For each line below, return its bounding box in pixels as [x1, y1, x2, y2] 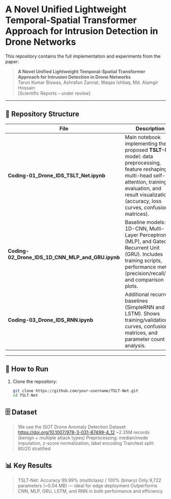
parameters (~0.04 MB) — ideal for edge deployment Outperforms [17, 482, 158, 489]
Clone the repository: [12, 378, 58, 384]
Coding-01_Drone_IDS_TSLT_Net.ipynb [8, 172, 105, 179]
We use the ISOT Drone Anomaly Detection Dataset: [17, 424, 127, 430]
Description [135, 125, 165, 132]
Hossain [17, 84, 35, 90]
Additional [124, 290, 149, 298]
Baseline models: [124, 218, 166, 225]
